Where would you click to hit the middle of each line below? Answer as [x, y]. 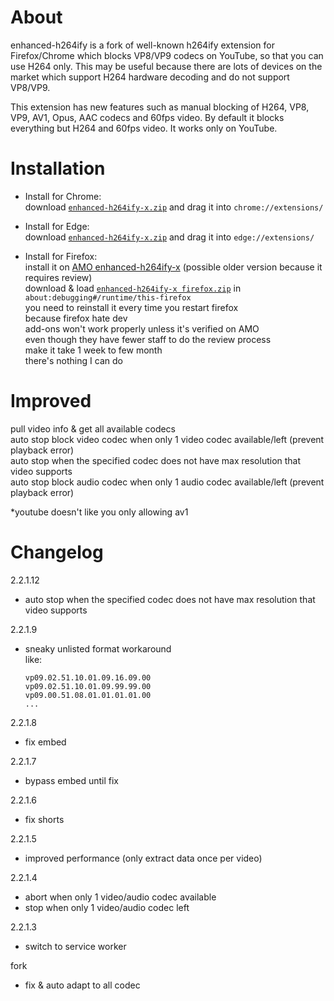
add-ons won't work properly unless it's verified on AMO [142, 328]
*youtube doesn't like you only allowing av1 [99, 512]
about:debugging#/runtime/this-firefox [108, 297]
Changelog [57, 552]
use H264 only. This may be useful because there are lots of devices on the [166, 66]
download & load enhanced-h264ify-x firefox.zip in [133, 288]
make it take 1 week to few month [93, 350]
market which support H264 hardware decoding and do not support [150, 77]
